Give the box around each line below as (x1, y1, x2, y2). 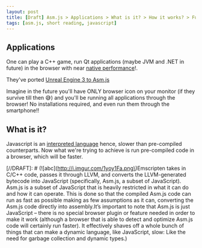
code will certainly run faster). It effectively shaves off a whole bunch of (6, 222, 185, 229)
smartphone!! (6, 107, 40, 114)
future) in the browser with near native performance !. (6, 64, 138, 72)
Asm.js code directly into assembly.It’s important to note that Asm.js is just (6, 203, 191, 210)
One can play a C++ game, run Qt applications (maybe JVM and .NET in (6, 58, 185, 65)
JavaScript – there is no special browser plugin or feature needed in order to (6, 210, 195, 216)
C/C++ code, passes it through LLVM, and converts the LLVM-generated (6, 171, 186, 178)
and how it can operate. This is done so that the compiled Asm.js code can (6, 190, 191, 197)
